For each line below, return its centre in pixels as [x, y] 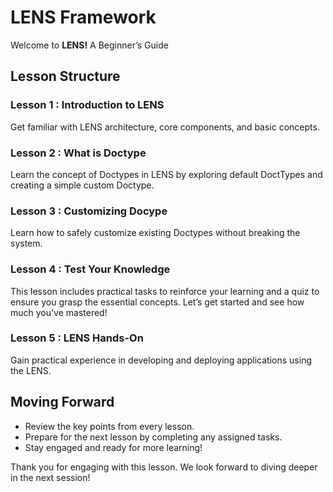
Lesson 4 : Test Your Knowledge [90, 269]
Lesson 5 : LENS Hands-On [77, 338]
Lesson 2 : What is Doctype [78, 153]
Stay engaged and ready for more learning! [113, 447]
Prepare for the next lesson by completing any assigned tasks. [153, 437]
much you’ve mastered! [59, 312]
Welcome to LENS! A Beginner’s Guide [89, 45]
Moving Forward [62, 402]
